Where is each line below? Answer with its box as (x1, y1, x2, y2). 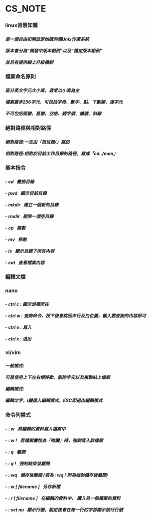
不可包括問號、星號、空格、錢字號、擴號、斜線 (5, 110, 101, 116)
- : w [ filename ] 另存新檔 (5, 483, 61, 489)
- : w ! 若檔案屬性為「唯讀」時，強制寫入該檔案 (5, 437, 103, 443)
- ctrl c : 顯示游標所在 (5, 301, 49, 307)
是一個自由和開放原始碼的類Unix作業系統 (5, 36, 89, 42)
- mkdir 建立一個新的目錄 (5, 201, 59, 207)
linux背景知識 (5, 22, 38, 29)
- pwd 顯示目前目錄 (5, 190, 47, 196)
